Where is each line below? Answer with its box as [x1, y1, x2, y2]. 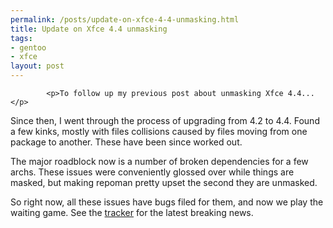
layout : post [10, 61, 65, 71]
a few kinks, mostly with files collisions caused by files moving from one [10, 126, 308, 137]
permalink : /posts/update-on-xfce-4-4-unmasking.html [10, 14, 240, 25]
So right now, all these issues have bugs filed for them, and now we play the [10, 196, 324, 208]
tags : [10, 33, 33, 43]
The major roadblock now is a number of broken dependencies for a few [10, 156, 309, 167]
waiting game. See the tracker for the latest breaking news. [10, 207, 254, 218]
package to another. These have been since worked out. [10, 136, 243, 148]
